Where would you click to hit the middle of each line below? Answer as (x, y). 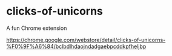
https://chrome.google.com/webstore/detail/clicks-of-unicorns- (86, 40)
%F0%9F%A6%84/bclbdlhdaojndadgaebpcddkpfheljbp (76, 46)
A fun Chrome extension (37, 28)
